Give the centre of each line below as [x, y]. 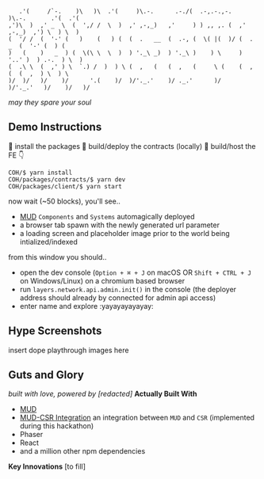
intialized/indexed [48, 241]
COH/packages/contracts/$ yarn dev [67, 179]
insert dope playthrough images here [69, 350]
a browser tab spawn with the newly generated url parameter [120, 225]
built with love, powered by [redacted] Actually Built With [103, 394]
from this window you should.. [57, 257]
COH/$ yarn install [40, 173]
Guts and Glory [46, 375]
